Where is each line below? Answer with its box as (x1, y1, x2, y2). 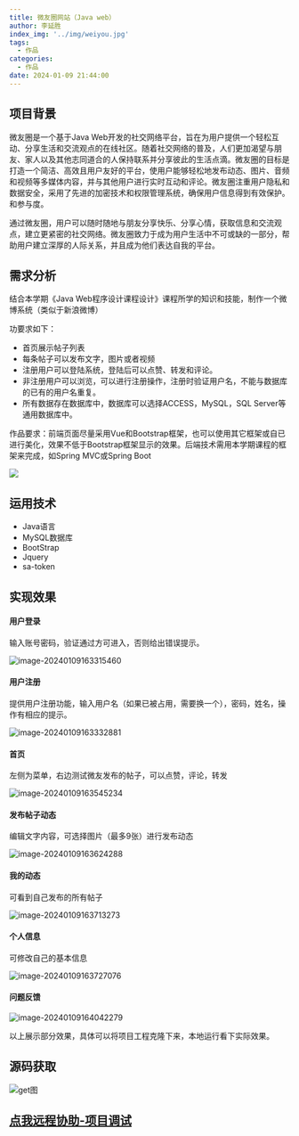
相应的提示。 (24, 709, 72, 720)
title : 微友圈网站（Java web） (9, 12, 116, 22)
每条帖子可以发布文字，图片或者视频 (21, 354, 156, 364)
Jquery (21, 552, 49, 562)
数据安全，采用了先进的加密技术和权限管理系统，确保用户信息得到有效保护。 (9, 187, 290, 198)
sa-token (21, 561, 56, 572)
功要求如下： (9, 323, 56, 334)
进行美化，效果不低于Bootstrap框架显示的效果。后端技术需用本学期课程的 (9, 439, 279, 450)
